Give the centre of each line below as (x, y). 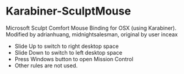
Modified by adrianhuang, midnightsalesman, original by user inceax (92, 34)
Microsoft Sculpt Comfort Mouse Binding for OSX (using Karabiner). (91, 28)
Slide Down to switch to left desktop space (68, 52)
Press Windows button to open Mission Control (74, 59)
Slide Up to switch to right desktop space (67, 46)
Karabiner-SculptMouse (68, 11)
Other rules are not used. (46, 66)
